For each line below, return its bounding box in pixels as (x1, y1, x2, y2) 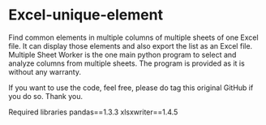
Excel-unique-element (8, 6, 164, 24)
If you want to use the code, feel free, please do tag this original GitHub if (8, 83, 254, 93)
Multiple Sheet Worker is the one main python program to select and (8, 50, 237, 59)
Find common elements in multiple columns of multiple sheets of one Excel (8, 32, 259, 42)
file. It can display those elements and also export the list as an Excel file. (8, 41, 253, 50)
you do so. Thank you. (8, 91, 84, 101)
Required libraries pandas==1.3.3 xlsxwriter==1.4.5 (8, 107, 178, 117)
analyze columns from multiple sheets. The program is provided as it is (8, 58, 245, 68)
